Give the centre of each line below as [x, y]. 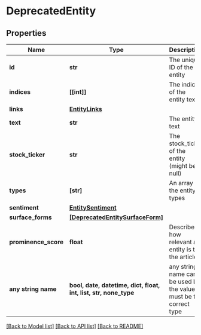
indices [20, 92]
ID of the [181, 67]
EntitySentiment [93, 208]
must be [181, 296]
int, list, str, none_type [102, 293]
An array [181, 183]
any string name [33, 289]
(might [178, 166]
